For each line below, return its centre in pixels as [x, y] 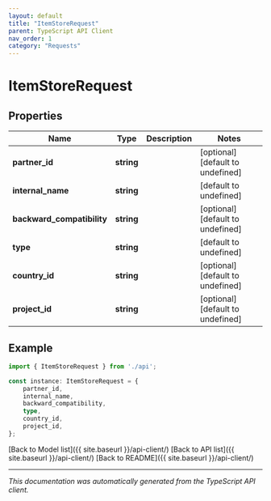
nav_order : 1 [30, 38]
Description [169, 138]
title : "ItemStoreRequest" [54, 23]
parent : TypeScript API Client [61, 31]
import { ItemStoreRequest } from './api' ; [83, 366]
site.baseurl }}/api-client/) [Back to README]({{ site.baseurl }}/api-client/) [131, 457]
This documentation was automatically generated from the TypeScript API [132, 481]
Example [31, 348]
